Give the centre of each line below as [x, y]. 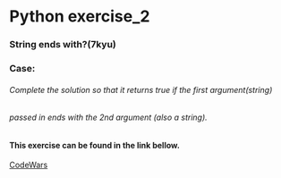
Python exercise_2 [80, 17]
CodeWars [29, 165]
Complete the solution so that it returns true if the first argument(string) [141, 89]
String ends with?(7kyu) [63, 45]
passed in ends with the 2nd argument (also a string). [108, 117]
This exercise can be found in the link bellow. [95, 145]
